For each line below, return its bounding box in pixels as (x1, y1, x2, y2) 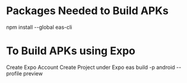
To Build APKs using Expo (6, 44, 135, 58)
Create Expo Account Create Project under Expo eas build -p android (6, 64, 175, 71)
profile (6, 69, 23, 77)
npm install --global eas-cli (6, 24, 72, 31)
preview (23, 69, 43, 77)
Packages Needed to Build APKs (6, 4, 169, 18)
